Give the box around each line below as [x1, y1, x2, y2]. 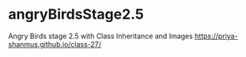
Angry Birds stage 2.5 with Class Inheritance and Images [8, 31, 194, 41]
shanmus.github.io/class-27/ [8, 39, 101, 48]
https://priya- [195, 31, 239, 41]
